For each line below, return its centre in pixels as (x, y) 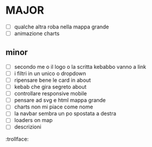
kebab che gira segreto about (50, 87)
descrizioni (28, 127)
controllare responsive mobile (50, 94)
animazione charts (37, 33)
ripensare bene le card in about (53, 80)
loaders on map (33, 120)
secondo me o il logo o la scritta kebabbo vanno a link (80, 66)
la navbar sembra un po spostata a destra (65, 114)
